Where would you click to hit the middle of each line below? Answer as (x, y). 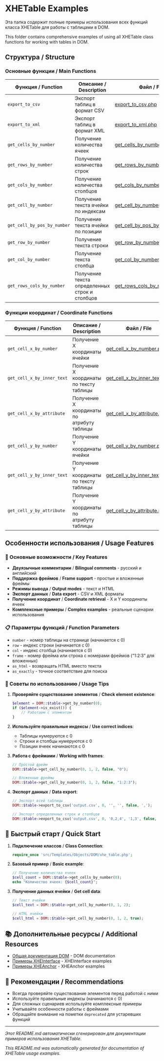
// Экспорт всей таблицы (37, 801)
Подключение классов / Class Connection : (58, 845)
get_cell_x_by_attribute (36, 413)
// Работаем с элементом (46, 712)
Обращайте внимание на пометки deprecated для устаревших (77, 1014)
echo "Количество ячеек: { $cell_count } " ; (55, 882)
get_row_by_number (29, 242)
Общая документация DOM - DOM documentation (64, 956)
